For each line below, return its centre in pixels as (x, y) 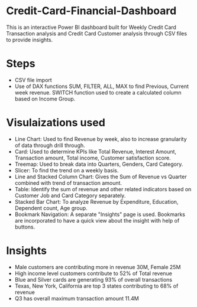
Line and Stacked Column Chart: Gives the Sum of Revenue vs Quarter (101, 177)
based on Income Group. (45, 99)
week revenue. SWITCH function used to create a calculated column (98, 92)
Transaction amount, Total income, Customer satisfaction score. (93, 158)
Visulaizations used (56, 123)
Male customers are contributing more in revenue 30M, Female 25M (98, 267)
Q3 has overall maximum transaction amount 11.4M (77, 298)
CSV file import (33, 80)
